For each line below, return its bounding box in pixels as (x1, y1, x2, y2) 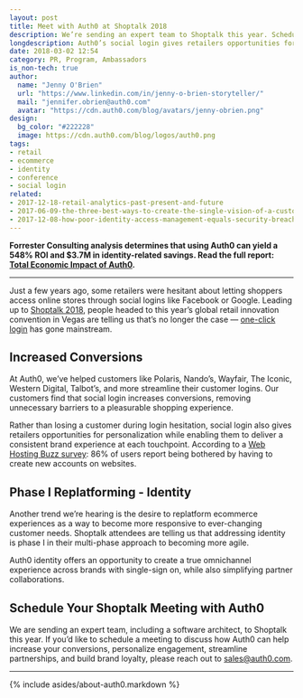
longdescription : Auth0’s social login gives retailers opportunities (9, 38, 280, 48)
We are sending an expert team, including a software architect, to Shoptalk (9, 625, 287, 636)
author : (9, 72, 39, 81)
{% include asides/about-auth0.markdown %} (9, 679, 180, 690)
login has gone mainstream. (9, 323, 113, 335)
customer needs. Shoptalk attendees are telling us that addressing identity (9, 528, 286, 539)
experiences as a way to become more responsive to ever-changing (9, 518, 263, 529)
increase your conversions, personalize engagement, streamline (9, 644, 248, 655)
